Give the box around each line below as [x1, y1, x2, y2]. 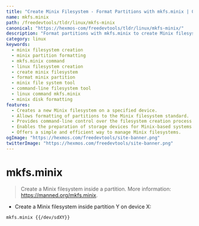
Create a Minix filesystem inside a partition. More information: [20, 185, 172, 192]
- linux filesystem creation [11, 63, 84, 70]
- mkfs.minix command [11, 58, 65, 64]
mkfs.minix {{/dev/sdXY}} [6, 214, 70, 220]
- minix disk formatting [11, 96, 73, 102]
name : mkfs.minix [6, 14, 49, 20]
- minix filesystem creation [11, 47, 84, 53]
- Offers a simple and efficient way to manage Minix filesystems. [11, 129, 182, 136]
